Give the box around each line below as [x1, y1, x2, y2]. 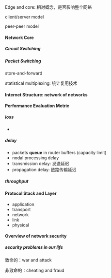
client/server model [5, 14, 44, 19]
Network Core [5, 35, 34, 40]
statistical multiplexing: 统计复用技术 [5, 80, 78, 86]
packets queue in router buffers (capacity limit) [12, 150, 107, 156]
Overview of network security [5, 233, 67, 239]
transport [12, 206, 31, 212]
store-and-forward [5, 70, 43, 76]
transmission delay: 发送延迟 [12, 161, 69, 167]
